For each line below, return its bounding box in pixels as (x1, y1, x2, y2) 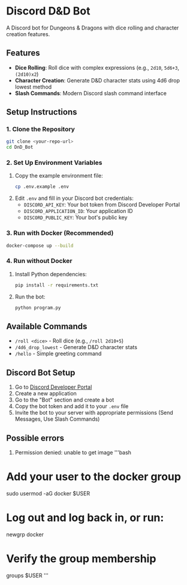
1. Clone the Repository (6, 125, 75, 134)
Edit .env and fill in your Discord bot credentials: (14, 194, 134, 202)
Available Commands (6, 321, 88, 332)
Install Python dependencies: (14, 270, 87, 277)
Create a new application (14, 390, 77, 397)
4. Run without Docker (6, 257, 73, 265)
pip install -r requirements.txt (14, 282, 99, 288)
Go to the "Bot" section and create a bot (14, 396, 114, 404)
